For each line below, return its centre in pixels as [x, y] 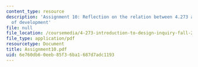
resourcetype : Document [35, 44]
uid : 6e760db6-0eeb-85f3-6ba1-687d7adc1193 [60, 55]
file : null [19, 28]
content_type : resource [35, 11]
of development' [31, 22]
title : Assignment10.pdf [37, 50]
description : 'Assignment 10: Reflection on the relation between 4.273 [97, 17]
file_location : [25, 33]
